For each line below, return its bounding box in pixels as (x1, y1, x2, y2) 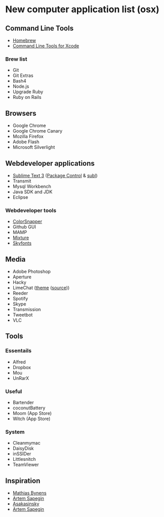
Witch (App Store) (12, 416, 51, 422)
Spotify (12, 296, 28, 302)
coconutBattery (12, 405, 46, 411)
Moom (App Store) (12, 410, 52, 417)
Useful (5, 387, 22, 395)
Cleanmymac (12, 440, 41, 446)
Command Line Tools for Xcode (12, 43, 79, 49)
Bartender (12, 399, 34, 406)
